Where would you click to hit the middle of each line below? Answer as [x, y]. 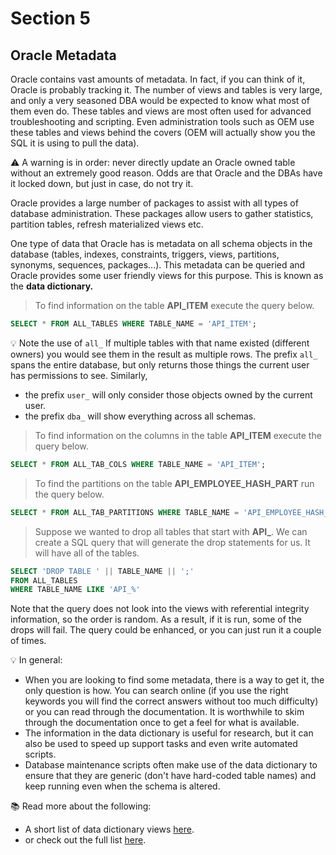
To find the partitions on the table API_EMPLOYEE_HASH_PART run [174, 483]
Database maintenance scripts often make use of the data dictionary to [171, 765]
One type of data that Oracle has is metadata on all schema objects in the [161, 243]
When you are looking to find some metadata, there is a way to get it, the [174, 680]
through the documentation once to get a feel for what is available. [162, 723]
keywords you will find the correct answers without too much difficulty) [171, 701]
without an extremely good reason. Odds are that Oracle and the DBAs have [166, 173]
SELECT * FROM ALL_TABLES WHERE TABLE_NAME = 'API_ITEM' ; [133, 324]
